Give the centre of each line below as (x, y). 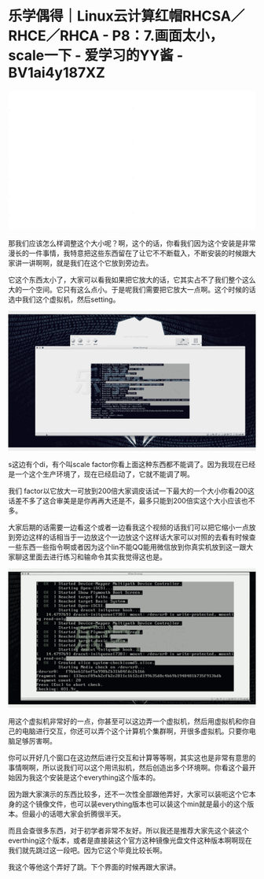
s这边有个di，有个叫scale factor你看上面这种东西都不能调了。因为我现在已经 (132, 464)
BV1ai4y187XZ (57, 73)
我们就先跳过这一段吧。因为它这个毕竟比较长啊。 (87, 851)
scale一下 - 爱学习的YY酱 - (95, 56)
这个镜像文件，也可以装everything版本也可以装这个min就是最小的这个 (134, 804)
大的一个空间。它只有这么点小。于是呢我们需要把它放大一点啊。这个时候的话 (132, 290)
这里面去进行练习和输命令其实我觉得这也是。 (94, 557)
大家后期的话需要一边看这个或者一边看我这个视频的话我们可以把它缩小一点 (128, 527)
